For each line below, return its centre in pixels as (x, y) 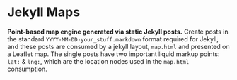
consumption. (27, 69)
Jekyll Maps (44, 12)
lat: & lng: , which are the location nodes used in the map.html (98, 61)
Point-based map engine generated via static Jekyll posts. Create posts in (118, 32)
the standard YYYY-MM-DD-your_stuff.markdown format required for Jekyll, (113, 39)
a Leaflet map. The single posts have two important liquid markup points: (114, 54)
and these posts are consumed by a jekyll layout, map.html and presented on (118, 46)
